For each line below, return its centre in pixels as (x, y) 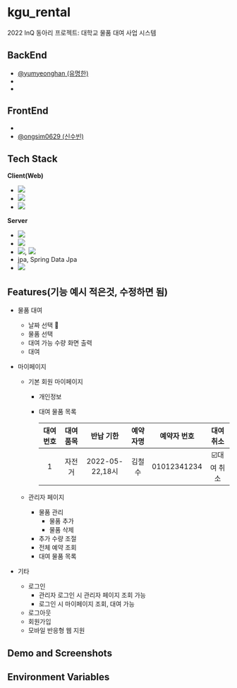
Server (18, 221)
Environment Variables (59, 677)
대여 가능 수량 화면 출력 (60, 343)
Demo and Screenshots (60, 653)
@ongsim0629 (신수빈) (51, 136)
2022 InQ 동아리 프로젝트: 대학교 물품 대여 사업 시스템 (82, 32)
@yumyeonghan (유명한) (53, 73)
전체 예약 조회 (57, 548)
